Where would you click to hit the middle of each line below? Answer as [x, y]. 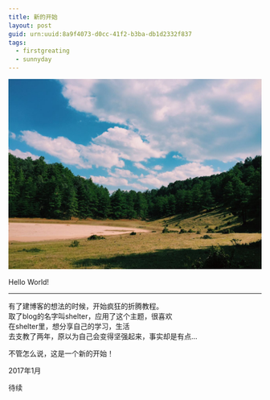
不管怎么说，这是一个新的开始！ [61, 353]
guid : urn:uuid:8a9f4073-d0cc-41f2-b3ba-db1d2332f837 [100, 34]
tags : [17, 43]
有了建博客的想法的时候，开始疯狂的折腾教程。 [86, 306]
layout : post [30, 25]
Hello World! [29, 282]
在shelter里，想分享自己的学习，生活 [69, 326]
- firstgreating [43, 51]
